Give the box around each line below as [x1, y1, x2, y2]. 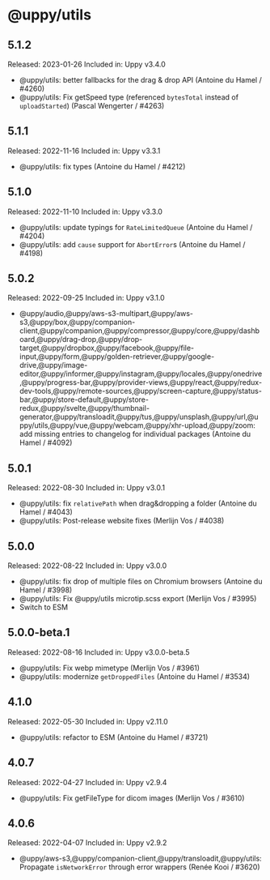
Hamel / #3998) [19, 585, 73, 595]
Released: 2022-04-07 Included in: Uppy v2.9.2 [7, 838, 167, 848]
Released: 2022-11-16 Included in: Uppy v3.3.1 [7, 146, 161, 156]
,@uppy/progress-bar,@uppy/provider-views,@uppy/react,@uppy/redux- [19, 378, 263, 387]
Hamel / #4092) [19, 438, 73, 447]
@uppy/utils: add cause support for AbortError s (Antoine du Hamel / [19, 239, 246, 249]
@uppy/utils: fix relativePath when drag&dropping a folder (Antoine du [19, 498, 258, 508]
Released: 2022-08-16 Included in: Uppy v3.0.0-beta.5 [7, 647, 191, 657]
